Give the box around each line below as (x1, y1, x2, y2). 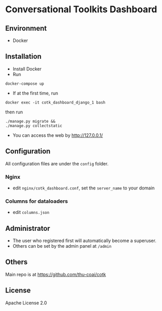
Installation (5, 52, 42, 61)
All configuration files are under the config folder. (5, 160, 109, 166)
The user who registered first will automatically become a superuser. (12, 237, 156, 244)
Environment (5, 24, 47, 33)
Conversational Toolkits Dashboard (5, 4, 157, 15)
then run (5, 109, 23, 115)
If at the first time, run (12, 90, 58, 96)
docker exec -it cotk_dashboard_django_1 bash (5, 100, 106, 105)
